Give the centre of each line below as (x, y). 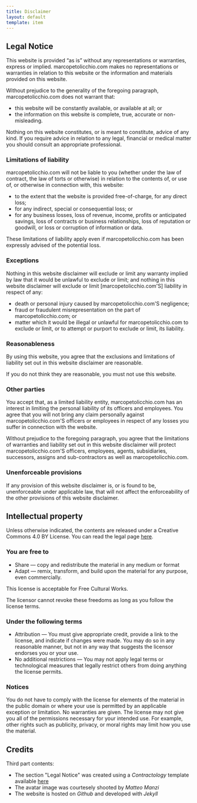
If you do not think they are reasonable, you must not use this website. (91, 374)
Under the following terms (44, 621)
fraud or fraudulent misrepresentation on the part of (77, 310)
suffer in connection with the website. (52, 427)
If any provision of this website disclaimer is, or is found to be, (81, 485)
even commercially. (38, 577)
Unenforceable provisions (44, 473)
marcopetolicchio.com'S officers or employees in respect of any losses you (98, 421)
